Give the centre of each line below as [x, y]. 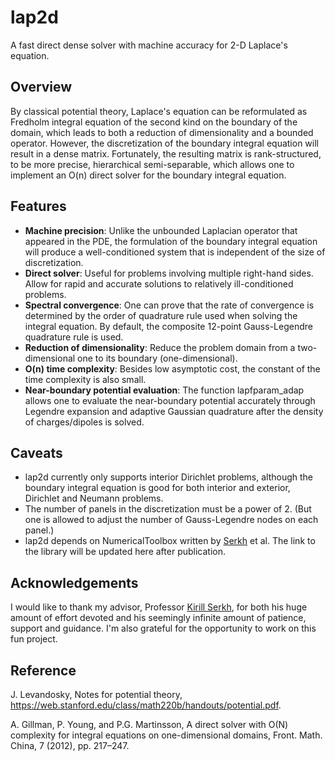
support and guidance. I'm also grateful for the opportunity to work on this [163, 628]
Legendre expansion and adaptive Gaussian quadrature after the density [174, 411]
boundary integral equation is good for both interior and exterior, [157, 488]
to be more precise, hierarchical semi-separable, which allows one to [152, 164]
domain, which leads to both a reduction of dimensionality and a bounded [162, 132]
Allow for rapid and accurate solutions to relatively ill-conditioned [159, 283]
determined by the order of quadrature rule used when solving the [161, 315]
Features [38, 206]
